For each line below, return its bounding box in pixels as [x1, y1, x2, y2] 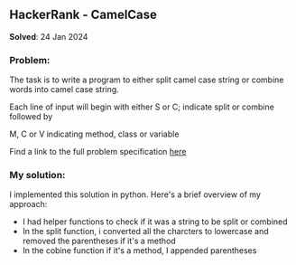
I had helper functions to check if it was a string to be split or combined [22, 216, 288, 227]
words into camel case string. [9, 84, 119, 95]
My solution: [9, 169, 66, 182]
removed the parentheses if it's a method [22, 235, 176, 247]
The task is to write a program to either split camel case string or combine [9, 74, 284, 85]
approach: [9, 199, 48, 210]
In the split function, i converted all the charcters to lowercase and [22, 226, 269, 237]
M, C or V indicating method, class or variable [9, 128, 180, 139]
